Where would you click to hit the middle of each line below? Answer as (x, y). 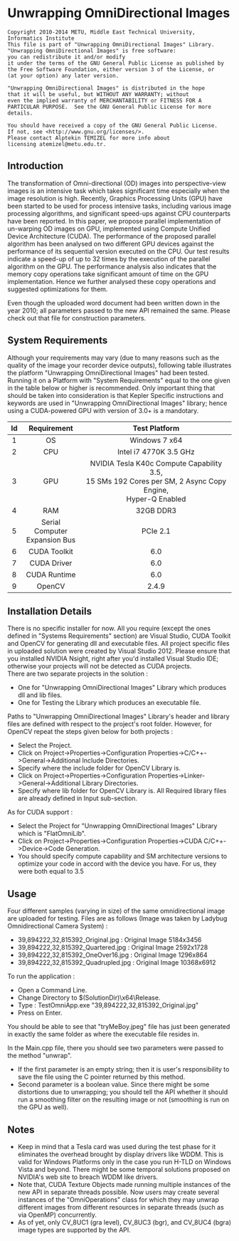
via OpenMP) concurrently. (57, 1215)
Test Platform (156, 428)
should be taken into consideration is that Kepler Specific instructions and (116, 395)
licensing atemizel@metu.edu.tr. (57, 144)
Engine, (156, 490)
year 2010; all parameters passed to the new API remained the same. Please (119, 310)
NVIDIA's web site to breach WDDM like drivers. (88, 1177)
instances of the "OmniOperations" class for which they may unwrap (118, 1200)
